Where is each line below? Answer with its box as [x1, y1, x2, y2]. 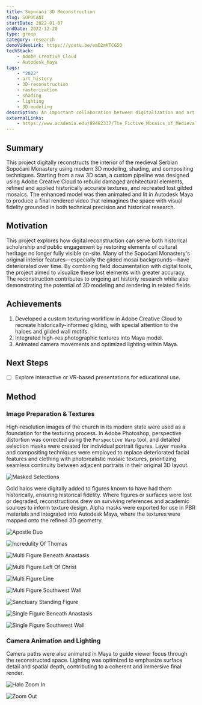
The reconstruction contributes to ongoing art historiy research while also [6, 275, 189, 282]
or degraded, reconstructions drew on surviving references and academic [6, 498, 189, 505]
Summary [6, 142, 44, 153]
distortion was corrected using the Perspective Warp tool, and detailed [6, 436, 180, 444]
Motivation [6, 221, 48, 231]
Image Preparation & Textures [6, 409, 95, 418]
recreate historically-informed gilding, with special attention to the [14, 321, 179, 328]
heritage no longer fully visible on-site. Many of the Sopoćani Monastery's [6, 249, 191, 257]
